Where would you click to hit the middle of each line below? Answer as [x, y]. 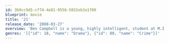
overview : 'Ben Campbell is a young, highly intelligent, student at [80, 29]
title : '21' [18, 19]
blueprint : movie [24, 15]
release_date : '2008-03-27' [35, 24]
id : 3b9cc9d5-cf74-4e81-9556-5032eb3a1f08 [51, 10]
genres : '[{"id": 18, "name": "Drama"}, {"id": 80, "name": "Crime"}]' [82, 33]
